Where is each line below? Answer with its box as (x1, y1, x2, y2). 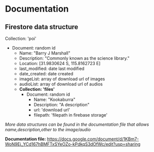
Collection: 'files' (19, 86, 55, 92)
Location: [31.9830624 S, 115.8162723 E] (19, 61, 101, 66)
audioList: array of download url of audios (19, 81, 103, 87)
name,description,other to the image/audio (5, 127, 91, 132)
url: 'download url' (33, 107, 70, 113)
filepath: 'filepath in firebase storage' (33, 112, 108, 118)
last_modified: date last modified (19, 66, 85, 71)
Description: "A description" (33, 102, 90, 107)
